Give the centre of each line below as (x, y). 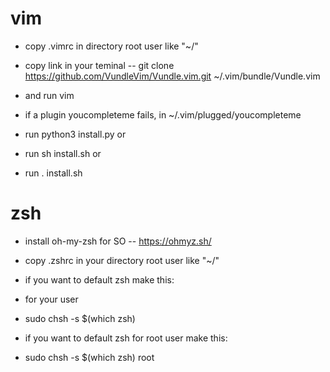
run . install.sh (53, 173)
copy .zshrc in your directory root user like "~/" (122, 260)
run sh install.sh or (63, 153)
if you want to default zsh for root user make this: (126, 338)
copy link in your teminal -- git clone (99, 65)
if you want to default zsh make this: (99, 279)
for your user (51, 299)
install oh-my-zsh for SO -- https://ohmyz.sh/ (118, 241)
